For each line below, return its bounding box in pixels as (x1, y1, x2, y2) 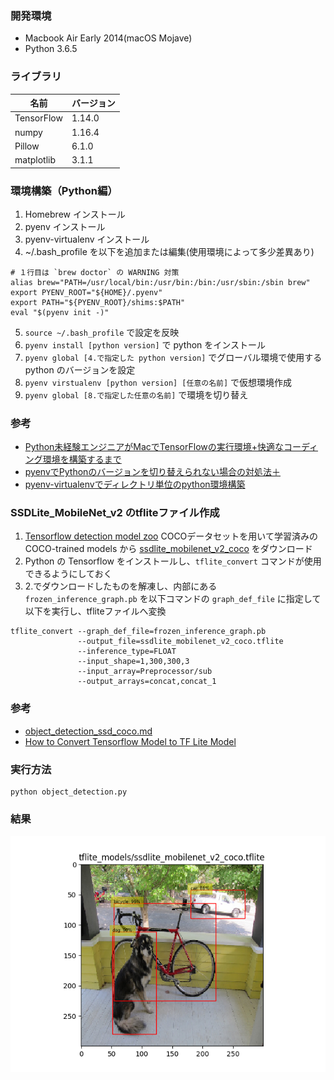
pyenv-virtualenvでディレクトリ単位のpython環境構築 (24, 478, 246, 491)
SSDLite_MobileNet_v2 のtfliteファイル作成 (10, 506, 220, 520)
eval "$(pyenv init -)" (10, 307, 110, 317)
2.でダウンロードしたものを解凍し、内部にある (24, 580, 218, 592)
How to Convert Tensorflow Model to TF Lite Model (24, 735, 237, 747)
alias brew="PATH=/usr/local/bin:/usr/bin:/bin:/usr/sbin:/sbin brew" (10, 277, 311, 287)
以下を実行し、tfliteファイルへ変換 (24, 605, 167, 617)
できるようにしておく (24, 568, 113, 580)
